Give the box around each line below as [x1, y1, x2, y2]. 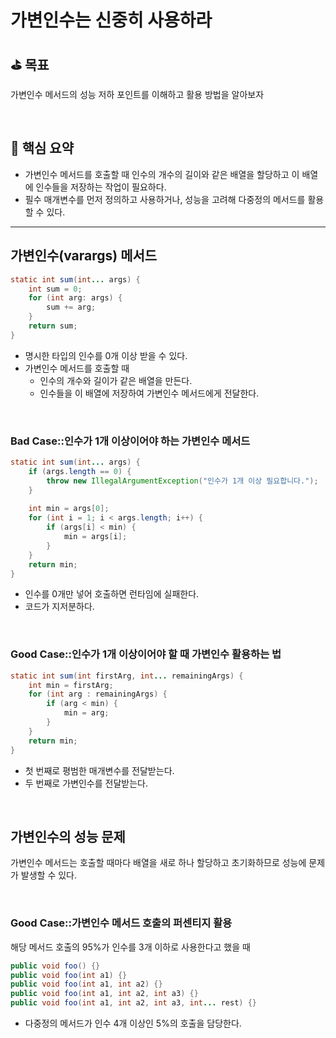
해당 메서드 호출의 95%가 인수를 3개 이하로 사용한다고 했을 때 [10, 941, 251, 953]
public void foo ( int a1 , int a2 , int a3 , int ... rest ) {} [10, 998, 257, 1008]
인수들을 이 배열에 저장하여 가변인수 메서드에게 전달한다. [39, 387, 260, 399]
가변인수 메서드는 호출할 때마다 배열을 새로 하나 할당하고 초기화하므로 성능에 [10, 857, 307, 869]
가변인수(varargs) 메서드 [10, 247, 158, 265]
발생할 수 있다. [20, 869, 78, 881]
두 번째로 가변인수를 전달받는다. [24, 777, 148, 789]
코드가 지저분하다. [24, 601, 95, 613]
